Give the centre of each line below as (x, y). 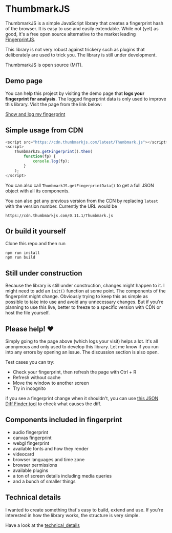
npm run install (23, 253)
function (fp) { (40, 156)
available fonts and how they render (50, 448)
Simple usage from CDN (44, 131)
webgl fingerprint (31, 443)
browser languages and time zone (49, 459)
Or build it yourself (36, 231)
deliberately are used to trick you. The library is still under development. (81, 55)
